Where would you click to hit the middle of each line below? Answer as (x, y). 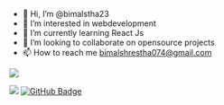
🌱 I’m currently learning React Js (83, 33)
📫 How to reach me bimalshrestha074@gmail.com (117, 52)
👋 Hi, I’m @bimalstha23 (66, 14)
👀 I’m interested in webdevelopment (89, 23)
